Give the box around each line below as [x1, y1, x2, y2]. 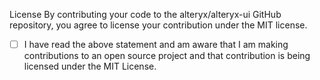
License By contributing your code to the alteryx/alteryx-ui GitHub [9, 9, 282, 20]
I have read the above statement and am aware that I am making [23, 39, 289, 50]
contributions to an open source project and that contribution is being [23, 50, 311, 62]
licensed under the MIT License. [23, 60, 157, 73]
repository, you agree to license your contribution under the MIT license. [9, 19, 308, 31]
